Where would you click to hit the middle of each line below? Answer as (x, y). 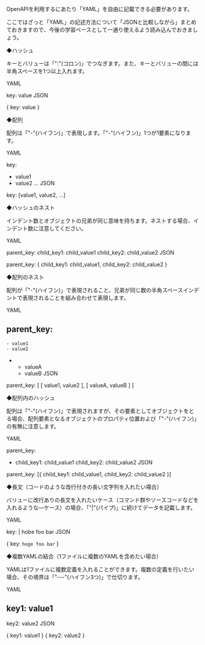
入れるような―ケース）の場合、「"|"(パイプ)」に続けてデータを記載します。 (101, 508)
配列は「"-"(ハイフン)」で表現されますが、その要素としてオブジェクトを (98, 411)
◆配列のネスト (25, 277)
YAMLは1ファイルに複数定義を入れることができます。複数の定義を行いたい (100, 569)
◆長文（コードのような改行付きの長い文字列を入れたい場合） (84, 487)
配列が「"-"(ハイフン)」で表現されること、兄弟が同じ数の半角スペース (95, 290)
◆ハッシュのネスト (31, 208)
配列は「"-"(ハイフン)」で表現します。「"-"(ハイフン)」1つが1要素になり (96, 133)
